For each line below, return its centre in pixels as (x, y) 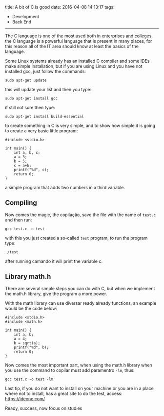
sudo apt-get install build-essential (44, 117)
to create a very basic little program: (41, 131)
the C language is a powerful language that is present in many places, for (79, 41)
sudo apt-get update (26, 80)
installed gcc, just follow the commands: (46, 71)
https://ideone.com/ (25, 398)
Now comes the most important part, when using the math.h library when (79, 365)
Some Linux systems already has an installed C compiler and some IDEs (77, 61)
